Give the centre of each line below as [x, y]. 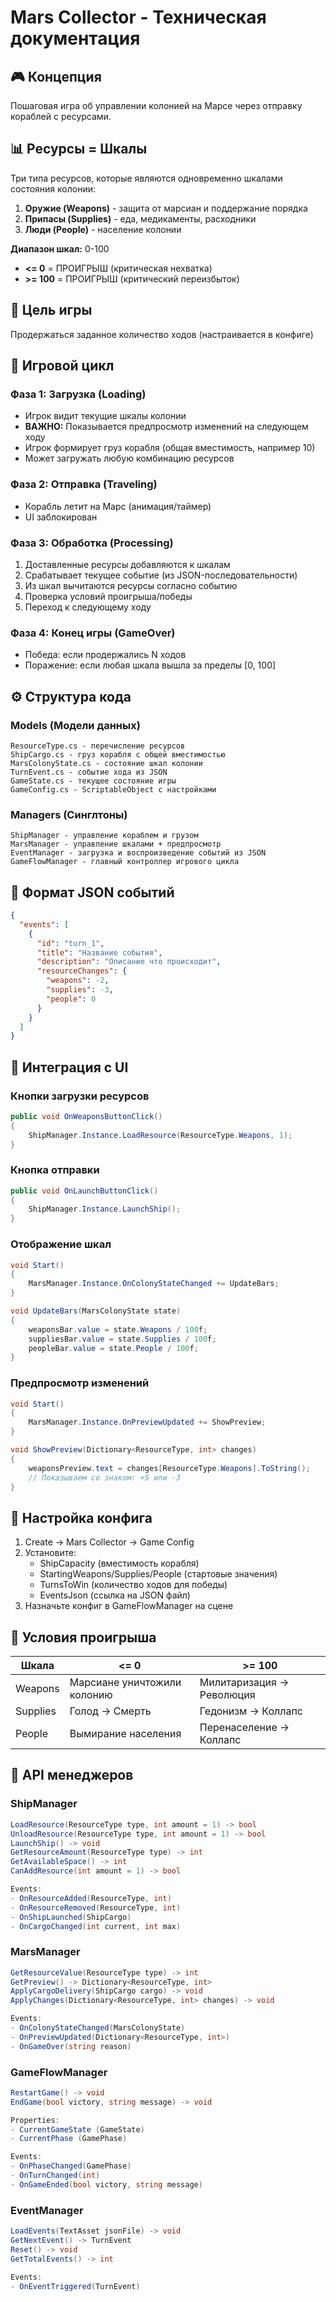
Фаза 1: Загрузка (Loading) [78, 394]
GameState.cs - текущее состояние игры [93, 781]
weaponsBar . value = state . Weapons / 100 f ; [118, 1329]
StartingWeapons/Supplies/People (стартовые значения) [158, 1574]
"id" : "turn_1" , [70, 943]
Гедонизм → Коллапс [251, 1711]
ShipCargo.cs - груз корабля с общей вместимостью [118, 754]
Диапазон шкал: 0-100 [60, 248]
